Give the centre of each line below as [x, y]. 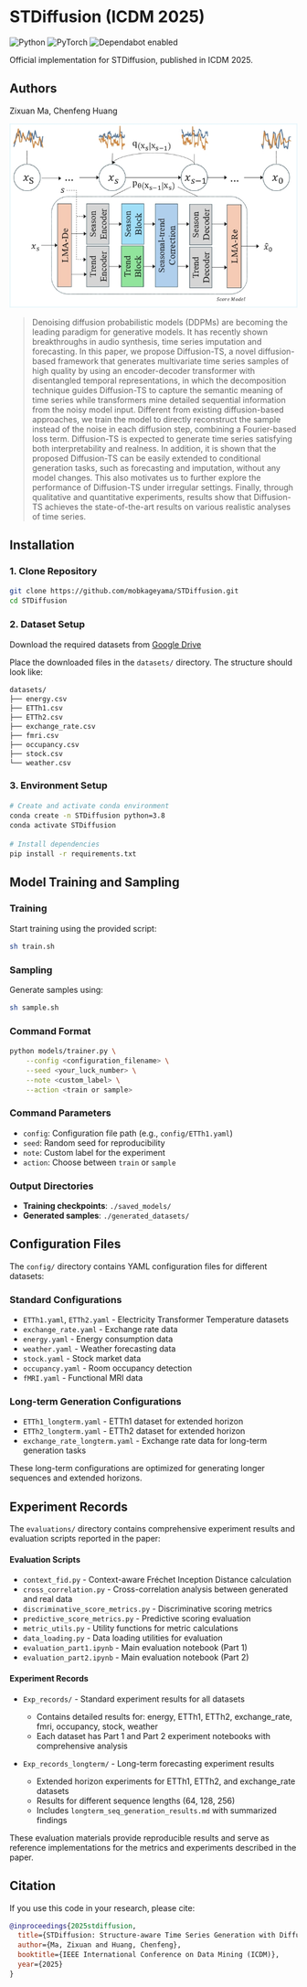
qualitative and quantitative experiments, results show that [142, 497]
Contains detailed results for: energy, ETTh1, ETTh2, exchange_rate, [164, 1716]
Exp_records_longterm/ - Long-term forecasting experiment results [148, 1763]
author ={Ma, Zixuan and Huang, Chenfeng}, [100, 1945]
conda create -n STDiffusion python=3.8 [88, 816]
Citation [33, 1886]
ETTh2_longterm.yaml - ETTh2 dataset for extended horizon [134, 1431]
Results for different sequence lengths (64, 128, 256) [136, 1800]
